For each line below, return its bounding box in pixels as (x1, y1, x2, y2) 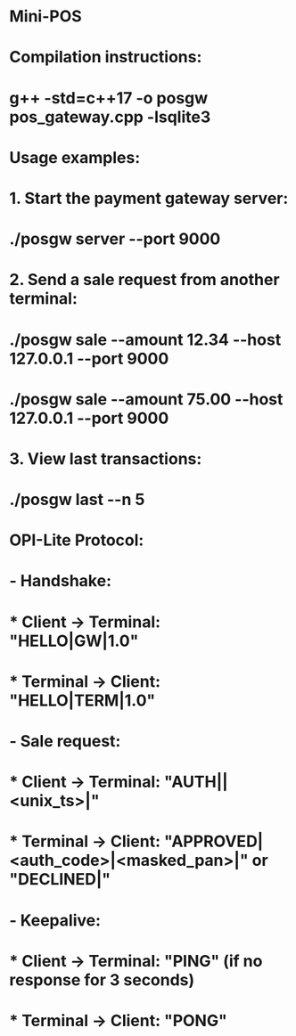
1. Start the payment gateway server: (9, 188, 289, 208)
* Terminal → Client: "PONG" (9, 1010, 227, 1031)
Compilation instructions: (9, 47, 202, 68)
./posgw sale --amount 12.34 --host (9, 330, 282, 349)
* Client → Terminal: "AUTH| (9, 772, 223, 792)
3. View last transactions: (9, 448, 202, 469)
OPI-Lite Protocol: (9, 530, 144, 551)
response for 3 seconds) (9, 969, 195, 990)
